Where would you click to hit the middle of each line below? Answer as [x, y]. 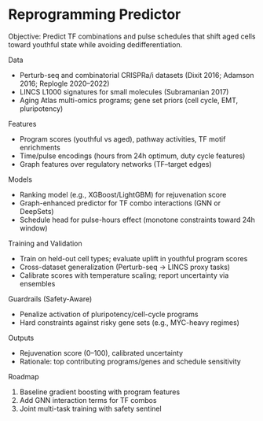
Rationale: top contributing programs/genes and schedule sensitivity [130, 361]
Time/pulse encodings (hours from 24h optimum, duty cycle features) [132, 156]
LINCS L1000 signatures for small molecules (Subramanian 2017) [124, 91]
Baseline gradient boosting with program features [100, 392]
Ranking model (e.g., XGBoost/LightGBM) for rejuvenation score [123, 194]
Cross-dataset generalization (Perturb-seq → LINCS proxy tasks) [124, 267]
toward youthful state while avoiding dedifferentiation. [95, 44]
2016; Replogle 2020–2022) [64, 83]
